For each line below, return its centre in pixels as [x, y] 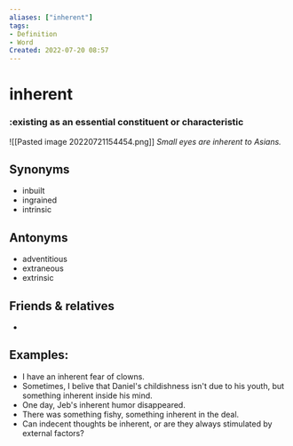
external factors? [53, 433]
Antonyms [39, 238]
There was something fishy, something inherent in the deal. [131, 414]
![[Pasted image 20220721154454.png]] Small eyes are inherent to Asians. [145, 141]
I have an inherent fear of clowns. [83, 376]
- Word [21, 42]
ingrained [40, 200]
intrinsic [36, 210]
